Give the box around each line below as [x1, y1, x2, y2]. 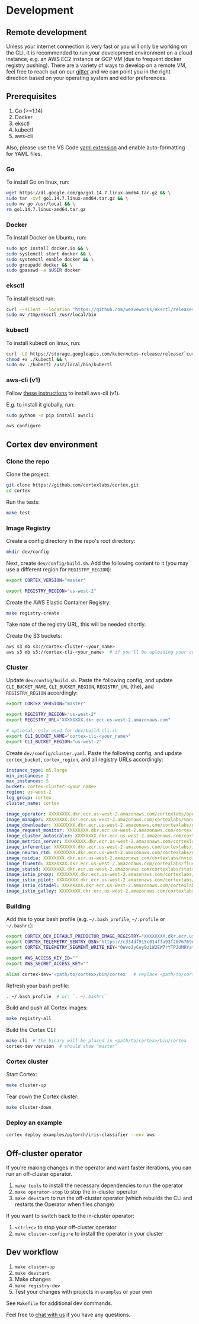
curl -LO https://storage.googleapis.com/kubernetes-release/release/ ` [6, 351, 187, 357]
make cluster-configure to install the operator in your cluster [14, 1230, 163, 1237]
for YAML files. [6, 150, 43, 157]
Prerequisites [6, 91, 57, 101]
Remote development [6, 27, 87, 37]
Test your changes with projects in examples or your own [14, 1288, 153, 1295]
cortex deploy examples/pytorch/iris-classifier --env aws [6, 1132, 155, 1138]
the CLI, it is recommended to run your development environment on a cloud [6, 49, 192, 56]
